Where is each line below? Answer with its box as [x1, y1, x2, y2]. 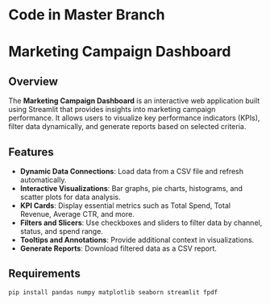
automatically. [19, 175, 67, 185]
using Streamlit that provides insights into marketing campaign [8, 105, 216, 115]
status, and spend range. [19, 227, 103, 235]
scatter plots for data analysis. [19, 192, 121, 202]
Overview [8, 74, 59, 88]
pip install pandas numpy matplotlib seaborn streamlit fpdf [8, 288, 218, 296]
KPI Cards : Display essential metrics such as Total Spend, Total [19, 201, 231, 210]
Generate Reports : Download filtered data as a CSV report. [19, 244, 218, 253]
